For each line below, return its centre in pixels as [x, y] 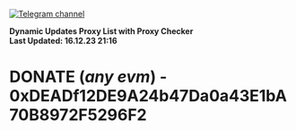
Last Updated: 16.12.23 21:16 [63, 41]
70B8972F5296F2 [78, 115]
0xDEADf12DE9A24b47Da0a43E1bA [148, 96]
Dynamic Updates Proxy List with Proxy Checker [101, 31]
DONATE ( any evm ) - [88, 77]
